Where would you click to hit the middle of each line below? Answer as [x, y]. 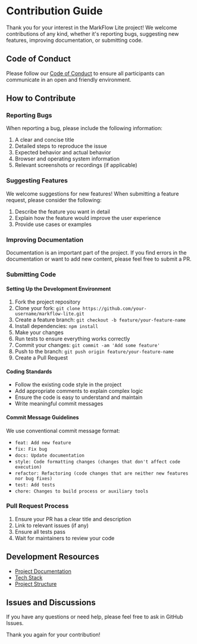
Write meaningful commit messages [59, 404]
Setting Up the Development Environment [59, 289]
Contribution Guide [54, 11]
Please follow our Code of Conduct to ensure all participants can [85, 73]
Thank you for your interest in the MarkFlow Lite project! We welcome [92, 27]
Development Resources [53, 557]
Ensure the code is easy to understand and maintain [79, 397]
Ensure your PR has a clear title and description [73, 519]
